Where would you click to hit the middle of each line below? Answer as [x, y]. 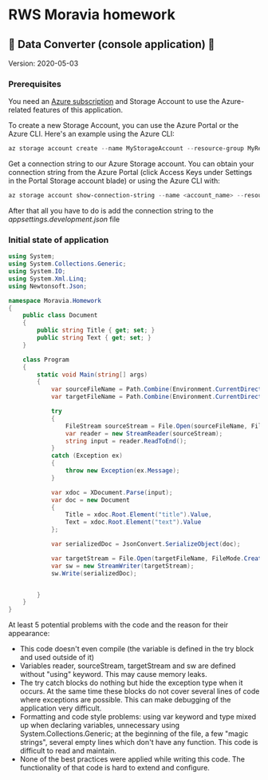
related [20, 110]
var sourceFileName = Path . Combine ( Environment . [133, 389]
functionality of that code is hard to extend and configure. [114, 768]
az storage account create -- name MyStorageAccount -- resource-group [126, 149]
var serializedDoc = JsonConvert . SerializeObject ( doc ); [146, 544]
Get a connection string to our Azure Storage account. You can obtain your [131, 164]
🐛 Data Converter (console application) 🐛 [112, 44]
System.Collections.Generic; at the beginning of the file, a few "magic [134, 734]
